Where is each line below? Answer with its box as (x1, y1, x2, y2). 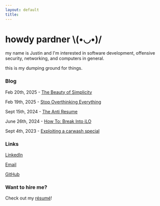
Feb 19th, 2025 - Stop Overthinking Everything (5, 99, 101, 105)
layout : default (5, 7, 39, 13)
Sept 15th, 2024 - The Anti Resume (5, 108, 78, 114)
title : (5, 12, 19, 17)
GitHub (5, 171, 20, 177)
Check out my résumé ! (5, 195, 52, 201)
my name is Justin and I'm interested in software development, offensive (5, 50, 155, 56)
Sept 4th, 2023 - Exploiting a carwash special (5, 128, 100, 134)
